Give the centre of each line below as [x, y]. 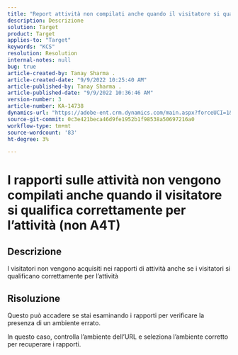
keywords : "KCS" [31, 47]
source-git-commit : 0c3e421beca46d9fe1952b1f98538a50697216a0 [101, 119]
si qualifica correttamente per [97, 210]
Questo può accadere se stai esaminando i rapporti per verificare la [106, 315]
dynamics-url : [28, 113]
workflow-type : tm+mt [39, 126]
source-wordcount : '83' [42, 133]
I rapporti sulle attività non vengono [114, 180]
